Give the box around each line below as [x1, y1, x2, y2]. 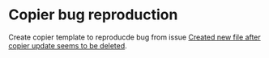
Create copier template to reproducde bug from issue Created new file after [8, 32, 261, 42]
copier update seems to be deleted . [8, 40, 127, 50]
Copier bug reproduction [8, 6, 178, 24]
